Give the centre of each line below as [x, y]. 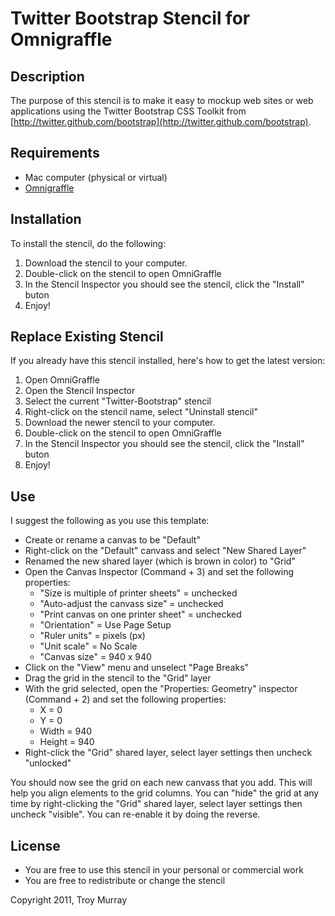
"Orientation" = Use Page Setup [105, 625]
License [35, 845]
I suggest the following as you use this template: [110, 521]
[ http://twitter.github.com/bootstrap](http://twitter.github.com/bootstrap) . [161, 121]
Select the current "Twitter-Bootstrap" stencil [118, 401]
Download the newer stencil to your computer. [120, 423]
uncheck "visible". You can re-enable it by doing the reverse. [135, 814]
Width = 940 [66, 731]
